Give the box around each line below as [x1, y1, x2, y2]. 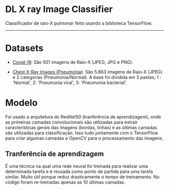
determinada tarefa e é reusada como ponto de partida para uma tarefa [5, 168, 153, 174]
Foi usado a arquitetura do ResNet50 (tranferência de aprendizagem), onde [5, 114, 161, 120]
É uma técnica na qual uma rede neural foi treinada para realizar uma [5, 163, 148, 169]
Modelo [5, 97, 38, 109]
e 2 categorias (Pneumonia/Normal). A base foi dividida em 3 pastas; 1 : [12, 74, 161, 80]
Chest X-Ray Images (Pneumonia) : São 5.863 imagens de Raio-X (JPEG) [12, 69, 162, 75]
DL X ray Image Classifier [5, 4, 113, 15]
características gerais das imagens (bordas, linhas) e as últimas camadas [5, 124, 157, 130]
